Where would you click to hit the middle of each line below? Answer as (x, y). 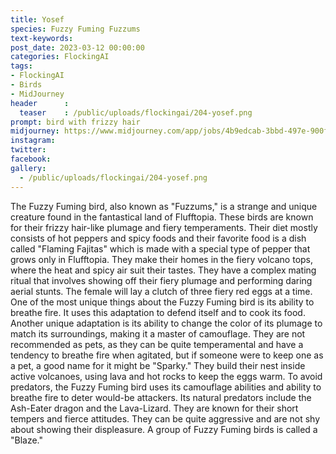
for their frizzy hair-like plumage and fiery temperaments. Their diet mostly (164, 227)
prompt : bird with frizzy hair (75, 122)
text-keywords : (42, 38)
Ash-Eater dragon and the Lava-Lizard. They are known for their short (154, 408)
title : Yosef (37, 19)
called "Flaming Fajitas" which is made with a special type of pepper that (160, 248)
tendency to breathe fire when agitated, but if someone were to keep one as (167, 355)
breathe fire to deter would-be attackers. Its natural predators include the (161, 397)
